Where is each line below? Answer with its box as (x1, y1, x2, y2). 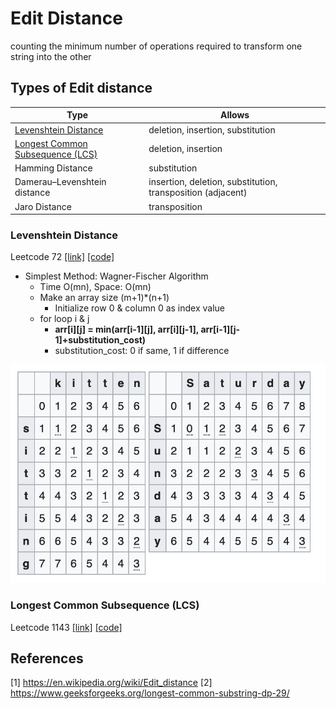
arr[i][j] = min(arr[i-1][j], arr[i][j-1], (54, 323, 200, 336)
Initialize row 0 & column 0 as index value (54, 302, 225, 314)
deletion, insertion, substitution (148, 123, 276, 136)
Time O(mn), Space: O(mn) (39, 281, 152, 293)
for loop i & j (39, 313, 90, 325)
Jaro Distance (14, 200, 72, 212)
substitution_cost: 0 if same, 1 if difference (54, 345, 230, 357)
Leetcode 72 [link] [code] (10, 251, 115, 263)
